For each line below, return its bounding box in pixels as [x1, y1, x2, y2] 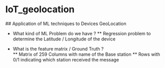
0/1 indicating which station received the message [12, 56, 119, 62]
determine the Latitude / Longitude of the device [12, 36, 116, 42]
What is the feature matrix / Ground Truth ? [12, 46, 104, 52]
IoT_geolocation [5, 4, 75, 15]
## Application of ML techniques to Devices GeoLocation [5, 20, 127, 27]
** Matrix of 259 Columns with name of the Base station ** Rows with [12, 51, 160, 57]
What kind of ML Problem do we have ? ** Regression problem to [12, 30, 151, 36]
